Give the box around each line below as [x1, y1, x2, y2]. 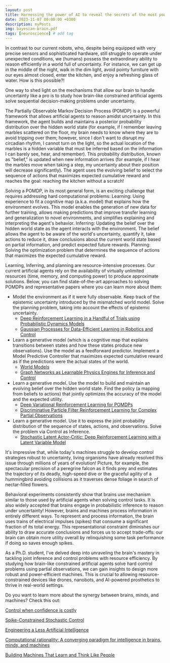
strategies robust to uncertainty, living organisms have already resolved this [5, 455, 163, 460]
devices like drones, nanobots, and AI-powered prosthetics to [31, 577, 160, 583]
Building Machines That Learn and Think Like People [5, 652, 115, 658]
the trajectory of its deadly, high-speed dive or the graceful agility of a [5, 471, 152, 477]
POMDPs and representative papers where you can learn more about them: [5, 284, 162, 290]
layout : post [5, 7, 33, 13]
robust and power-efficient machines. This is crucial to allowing [5, 572, 138, 577]
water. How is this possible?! [5, 77, 65, 83]
